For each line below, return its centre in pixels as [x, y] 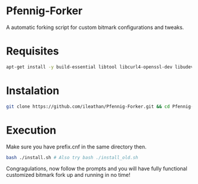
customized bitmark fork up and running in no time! [68, 175]
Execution [31, 130]
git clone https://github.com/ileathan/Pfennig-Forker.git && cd [88, 106]
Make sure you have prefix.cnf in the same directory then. [76, 147]
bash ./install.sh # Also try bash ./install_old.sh [72, 157]
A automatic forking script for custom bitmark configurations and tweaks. [95, 27]
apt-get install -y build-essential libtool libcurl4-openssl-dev [89, 67]
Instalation [33, 91]
